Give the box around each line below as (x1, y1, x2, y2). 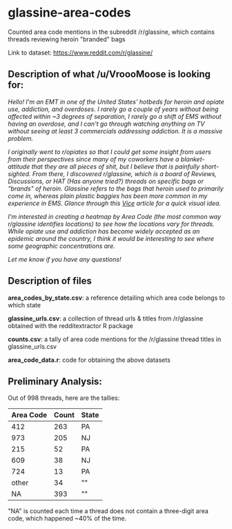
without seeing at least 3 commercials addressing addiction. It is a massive (8, 126, 223, 135)
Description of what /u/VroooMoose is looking (8, 68, 211, 80)
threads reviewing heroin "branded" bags (8, 35, 126, 43)
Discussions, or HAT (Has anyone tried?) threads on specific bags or (8, 177, 204, 185)
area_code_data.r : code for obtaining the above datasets (8, 356, 171, 364)
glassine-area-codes (8, 5, 131, 21)
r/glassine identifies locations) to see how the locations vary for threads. (8, 220, 215, 228)
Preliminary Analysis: (8, 375, 102, 387)
